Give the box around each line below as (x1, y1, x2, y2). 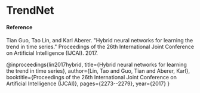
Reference (6, 23, 33, 30)
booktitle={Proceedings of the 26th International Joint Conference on (6, 74, 177, 81)
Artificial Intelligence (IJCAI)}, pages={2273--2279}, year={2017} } (6, 80, 170, 87)
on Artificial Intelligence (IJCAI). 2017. (6, 49, 99, 57)
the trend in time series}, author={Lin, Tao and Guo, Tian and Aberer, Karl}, (6, 67, 190, 75)
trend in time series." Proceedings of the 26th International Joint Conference (6, 43, 195, 51)
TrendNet (6, 4, 54, 17)
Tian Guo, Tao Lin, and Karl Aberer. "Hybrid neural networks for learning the (6, 37, 193, 44)
